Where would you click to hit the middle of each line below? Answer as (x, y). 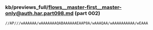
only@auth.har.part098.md (39, 13)
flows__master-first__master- (85, 7)
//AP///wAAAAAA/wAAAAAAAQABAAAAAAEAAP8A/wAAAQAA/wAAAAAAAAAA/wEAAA (77, 23)
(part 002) (87, 13)
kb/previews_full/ (27, 7)
